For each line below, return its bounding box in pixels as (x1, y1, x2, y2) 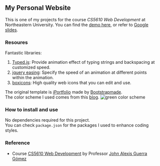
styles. (5, 127, 18, 133)
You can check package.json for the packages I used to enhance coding (5, 123, 149, 128)
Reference (5, 139, 30, 146)
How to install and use (5, 106, 58, 113)
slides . (5, 27, 18, 33)
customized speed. (12, 65, 51, 70)
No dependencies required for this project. (5, 117, 90, 123)
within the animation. (12, 75, 54, 81)
